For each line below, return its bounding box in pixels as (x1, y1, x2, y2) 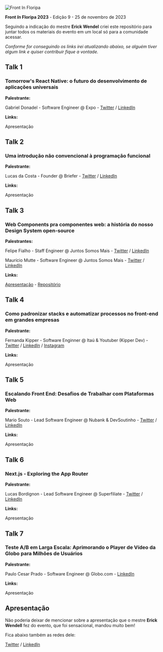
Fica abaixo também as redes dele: (5, 632, 76, 638)
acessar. (5, 34, 23, 40)
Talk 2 (5, 138, 24, 146)
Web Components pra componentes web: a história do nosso (5, 221, 153, 228)
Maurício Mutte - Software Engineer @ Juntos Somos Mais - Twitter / (5, 258, 145, 263)
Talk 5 (5, 376, 24, 384)
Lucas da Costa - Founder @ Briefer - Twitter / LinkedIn (5, 173, 117, 179)
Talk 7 (5, 529, 23, 538)
